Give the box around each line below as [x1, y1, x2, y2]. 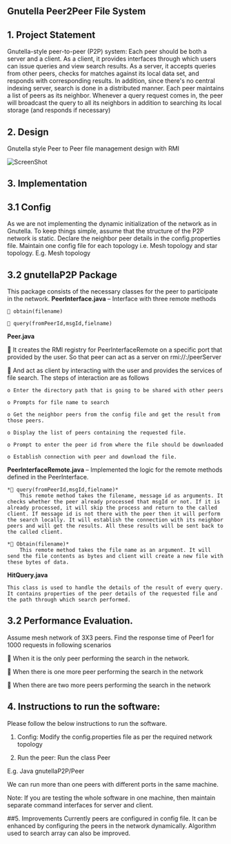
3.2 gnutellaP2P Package [7, 269, 117, 280]
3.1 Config [7, 201, 52, 213]
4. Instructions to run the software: [7, 701, 161, 713]
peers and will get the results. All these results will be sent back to [7, 523, 224, 530]
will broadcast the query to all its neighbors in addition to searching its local [7, 99, 222, 107]
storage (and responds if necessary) [7, 106, 111, 115]
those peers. [7, 417, 45, 424]
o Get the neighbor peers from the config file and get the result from [7, 411, 221, 419]
